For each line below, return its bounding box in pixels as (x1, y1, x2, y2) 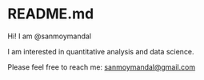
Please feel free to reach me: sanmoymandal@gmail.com (7, 62, 196, 72)
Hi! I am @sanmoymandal (7, 31, 92, 41)
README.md (7, 5, 94, 23)
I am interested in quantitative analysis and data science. (7, 46, 194, 56)
